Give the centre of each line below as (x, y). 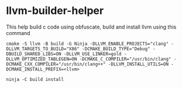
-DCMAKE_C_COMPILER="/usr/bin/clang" (125, 59)
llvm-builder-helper (55, 11)
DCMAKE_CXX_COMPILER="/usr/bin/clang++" (56, 64)
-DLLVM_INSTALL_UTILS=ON (138, 64)
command (18, 33)
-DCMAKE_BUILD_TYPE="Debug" (116, 49)
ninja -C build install (35, 79)
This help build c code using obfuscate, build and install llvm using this (91, 27)
